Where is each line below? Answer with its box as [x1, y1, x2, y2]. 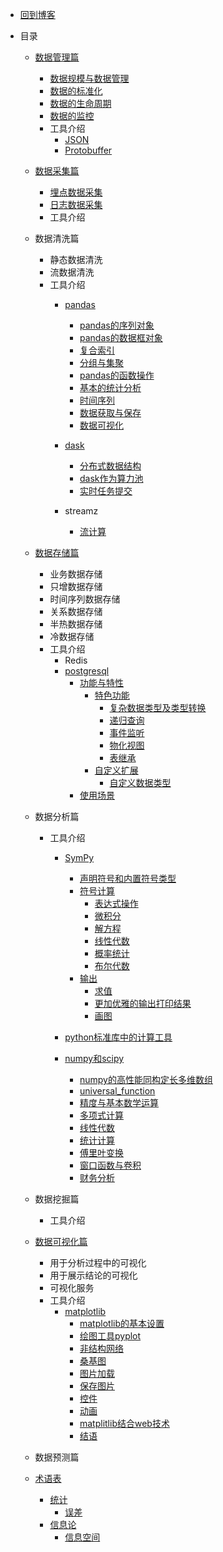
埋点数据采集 [49, 186, 103, 198]
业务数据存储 [49, 568, 103, 580]
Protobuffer [64, 144, 113, 156]
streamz [64, 505, 99, 517]
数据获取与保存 [79, 407, 142, 418]
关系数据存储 [49, 606, 103, 617]
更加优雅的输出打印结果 [94, 998, 192, 1009]
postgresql [64, 665, 110, 677]
